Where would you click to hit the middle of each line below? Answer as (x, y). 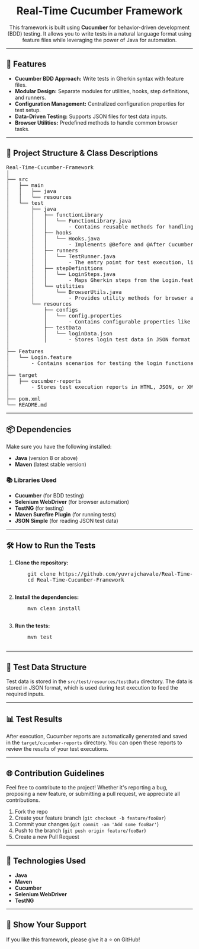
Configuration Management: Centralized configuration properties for (99, 104)
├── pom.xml (23, 399)
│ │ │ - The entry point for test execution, (95, 262)
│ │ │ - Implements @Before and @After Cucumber (100, 244)
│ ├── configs (42, 310)
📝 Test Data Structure (46, 667)
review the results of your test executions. (57, 749)
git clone (42, 574)
